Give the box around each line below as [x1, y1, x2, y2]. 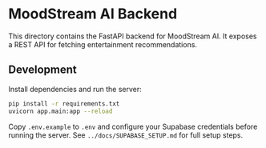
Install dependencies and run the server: [8, 84, 142, 94]
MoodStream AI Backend [8, 5, 178, 23]
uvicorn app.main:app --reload [8, 107, 113, 115]
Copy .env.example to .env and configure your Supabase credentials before [8, 122, 258, 131]
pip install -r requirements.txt [8, 99, 120, 108]
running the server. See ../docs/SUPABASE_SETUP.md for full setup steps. [8, 130, 244, 140]
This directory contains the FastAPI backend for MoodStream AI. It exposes [8, 31, 257, 41]
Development [8, 63, 78, 77]
